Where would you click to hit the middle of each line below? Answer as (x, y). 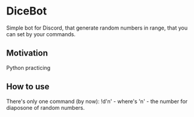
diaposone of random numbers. (46, 107)
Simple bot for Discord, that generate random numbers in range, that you (97, 28)
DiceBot (27, 11)
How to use (28, 87)
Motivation (27, 53)
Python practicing (28, 68)
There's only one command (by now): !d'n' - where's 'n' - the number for (97, 101)
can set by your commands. (41, 34)
